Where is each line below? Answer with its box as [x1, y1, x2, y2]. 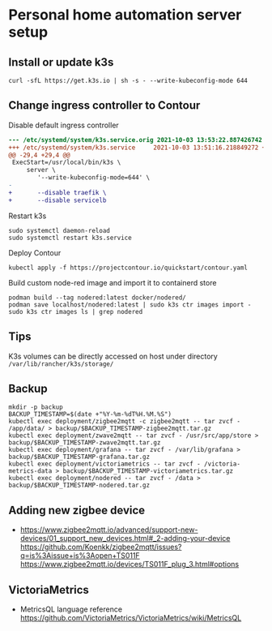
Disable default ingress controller [8, 120, 119, 130]
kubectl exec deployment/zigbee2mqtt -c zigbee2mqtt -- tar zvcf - [8, 418, 241, 426]
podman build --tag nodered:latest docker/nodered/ [8, 294, 186, 302]
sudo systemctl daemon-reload [8, 226, 111, 234]
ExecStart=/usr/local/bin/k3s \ [11, 158, 121, 167]
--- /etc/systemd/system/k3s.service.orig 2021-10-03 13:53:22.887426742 [8, 135, 263, 144]
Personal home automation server [8, 6, 242, 24]
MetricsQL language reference [19, 604, 123, 614]
